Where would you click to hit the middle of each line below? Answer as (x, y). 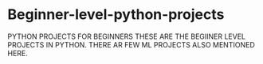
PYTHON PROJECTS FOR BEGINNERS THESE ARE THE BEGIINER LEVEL (127, 36)
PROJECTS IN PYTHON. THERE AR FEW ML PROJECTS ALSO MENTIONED (131, 44)
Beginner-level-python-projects (116, 15)
